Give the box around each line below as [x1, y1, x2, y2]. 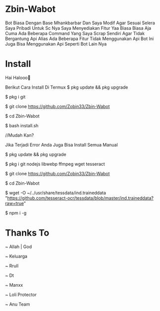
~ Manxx [5, 282, 23, 288]
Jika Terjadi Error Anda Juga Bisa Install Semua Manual [5, 142, 118, 148]
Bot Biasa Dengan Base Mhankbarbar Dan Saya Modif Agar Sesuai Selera [5, 20, 155, 26]
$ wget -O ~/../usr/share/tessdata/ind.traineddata [5, 190, 107, 196]
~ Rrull [5, 262, 19, 268]
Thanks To [5, 227, 50, 239]
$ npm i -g [5, 209, 27, 216]
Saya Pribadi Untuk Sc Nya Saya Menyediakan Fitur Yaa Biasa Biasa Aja [5, 25, 152, 31]
